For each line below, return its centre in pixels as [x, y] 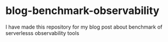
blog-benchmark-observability [83, 11]
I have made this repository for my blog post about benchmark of [84, 27]
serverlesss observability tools [42, 33]
